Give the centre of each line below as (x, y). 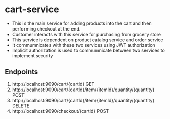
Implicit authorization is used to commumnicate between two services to (89, 50)
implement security (32, 56)
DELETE (21, 106)
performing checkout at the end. (46, 28)
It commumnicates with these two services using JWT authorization (83, 45)
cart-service (32, 9)
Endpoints (21, 72)
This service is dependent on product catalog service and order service (88, 40)
